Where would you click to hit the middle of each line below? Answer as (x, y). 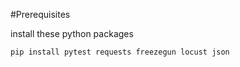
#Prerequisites (40, 14)
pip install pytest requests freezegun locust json (120, 52)
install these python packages (72, 33)
